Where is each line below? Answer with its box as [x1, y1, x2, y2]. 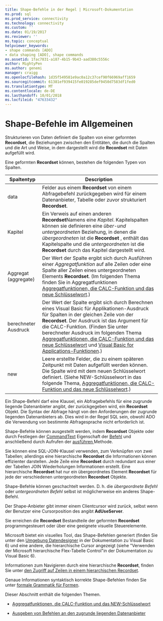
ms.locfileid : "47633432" [5, 98, 57, 103]
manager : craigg [5, 70, 38, 75]
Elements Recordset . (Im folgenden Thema [42, 273, 141, 280]
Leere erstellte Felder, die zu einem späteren [42, 356, 144, 362]
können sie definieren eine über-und [42, 223, 126, 229]
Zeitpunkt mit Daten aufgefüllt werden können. [42, 362, 148, 368]
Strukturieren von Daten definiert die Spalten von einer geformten [5, 135, 137, 140]
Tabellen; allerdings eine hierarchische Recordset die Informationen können [5, 453, 157, 459]
